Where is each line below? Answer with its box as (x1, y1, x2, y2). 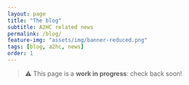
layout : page (7, 10, 46, 18)
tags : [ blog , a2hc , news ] (7, 43, 84, 50)
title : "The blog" (7, 17, 62, 24)
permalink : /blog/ (7, 30, 62, 38)
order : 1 (7, 50, 33, 57)
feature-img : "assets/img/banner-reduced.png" (7, 37, 148, 44)
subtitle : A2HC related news (7, 23, 94, 30)
